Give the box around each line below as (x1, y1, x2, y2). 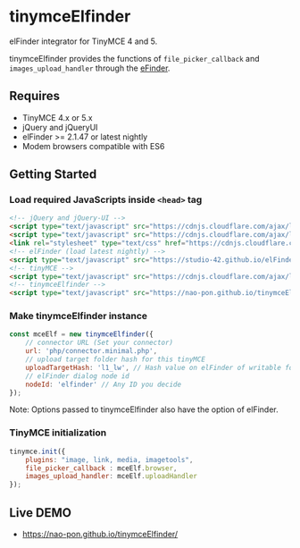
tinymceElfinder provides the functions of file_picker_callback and (9, 53, 260, 63)
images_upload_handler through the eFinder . (9, 63, 171, 73)
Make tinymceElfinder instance (9, 310, 148, 323)
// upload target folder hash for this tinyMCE (25, 355, 205, 364)
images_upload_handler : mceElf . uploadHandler (25, 472, 198, 481)
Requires (9, 89, 61, 104)
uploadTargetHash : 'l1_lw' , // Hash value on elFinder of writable (25, 363, 281, 372)
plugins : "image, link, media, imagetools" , (25, 455, 194, 464)
